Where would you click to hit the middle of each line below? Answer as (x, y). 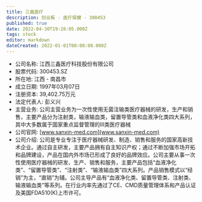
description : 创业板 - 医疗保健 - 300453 (56, 18)
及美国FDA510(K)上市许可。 (50, 192)
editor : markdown (28, 40)
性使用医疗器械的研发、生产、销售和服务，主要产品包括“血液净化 (96, 162)
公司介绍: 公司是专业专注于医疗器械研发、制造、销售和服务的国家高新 (101, 140)
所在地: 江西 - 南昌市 (41, 79)
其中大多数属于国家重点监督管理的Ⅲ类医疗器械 (73, 124)
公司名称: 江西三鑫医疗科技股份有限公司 (64, 64)
